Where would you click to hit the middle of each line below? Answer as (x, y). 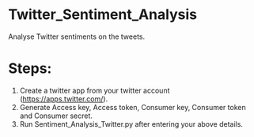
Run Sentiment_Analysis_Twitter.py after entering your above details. (131, 124)
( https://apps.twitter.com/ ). (64, 99)
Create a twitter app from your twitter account (95, 90)
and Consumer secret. (56, 116)
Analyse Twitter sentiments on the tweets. (77, 36)
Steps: (30, 68)
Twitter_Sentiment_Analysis (103, 15)
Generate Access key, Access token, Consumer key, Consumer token (133, 107)
